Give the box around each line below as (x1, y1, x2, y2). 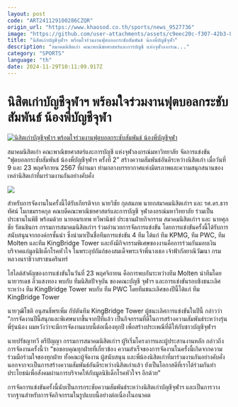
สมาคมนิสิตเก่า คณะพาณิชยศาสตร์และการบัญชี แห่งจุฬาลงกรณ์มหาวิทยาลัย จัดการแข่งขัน (7, 147, 210, 156)
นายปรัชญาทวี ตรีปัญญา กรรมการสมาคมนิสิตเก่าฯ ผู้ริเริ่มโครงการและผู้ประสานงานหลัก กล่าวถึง (7, 336, 225, 345)
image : (7, 30, 27, 38)
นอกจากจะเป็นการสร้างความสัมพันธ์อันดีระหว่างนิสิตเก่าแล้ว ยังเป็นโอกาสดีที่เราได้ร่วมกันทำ (7, 360, 216, 369)
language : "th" (7, 57, 52, 64)
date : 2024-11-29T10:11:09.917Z (7, 63, 103, 70)
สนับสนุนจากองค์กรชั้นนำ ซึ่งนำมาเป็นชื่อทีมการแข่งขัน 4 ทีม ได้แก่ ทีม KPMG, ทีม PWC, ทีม (7, 230, 225, 239)
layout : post (7, 10, 46, 18)
